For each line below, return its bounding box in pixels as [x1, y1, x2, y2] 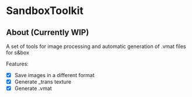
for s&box [6, 49, 30, 56]
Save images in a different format [14, 72, 95, 78]
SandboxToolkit [6, 4, 83, 18]
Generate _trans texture [14, 78, 72, 85]
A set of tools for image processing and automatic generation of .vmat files [6, 43, 186, 50]
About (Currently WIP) [6, 27, 89, 37]
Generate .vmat [14, 85, 53, 92]
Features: [6, 60, 29, 67]
